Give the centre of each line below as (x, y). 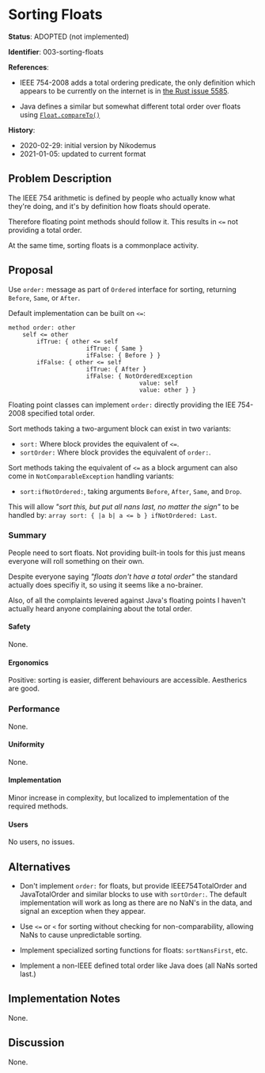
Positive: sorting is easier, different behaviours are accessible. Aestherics (128, 680)
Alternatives (40, 867)
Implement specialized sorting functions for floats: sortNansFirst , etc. (134, 950)
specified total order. (61, 413)
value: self (159, 383)
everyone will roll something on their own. (76, 561)
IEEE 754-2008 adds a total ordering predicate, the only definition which (137, 82)
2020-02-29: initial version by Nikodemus (88, 145)
